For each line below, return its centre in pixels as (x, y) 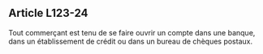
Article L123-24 (48, 13)
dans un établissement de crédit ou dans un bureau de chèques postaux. (131, 41)
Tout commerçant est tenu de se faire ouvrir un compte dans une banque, (132, 32)
